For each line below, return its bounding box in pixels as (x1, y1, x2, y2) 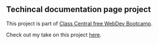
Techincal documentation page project (6, 5, 151, 14)
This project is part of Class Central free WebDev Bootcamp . (6, 20, 153, 27)
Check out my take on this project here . (6, 31, 102, 38)
